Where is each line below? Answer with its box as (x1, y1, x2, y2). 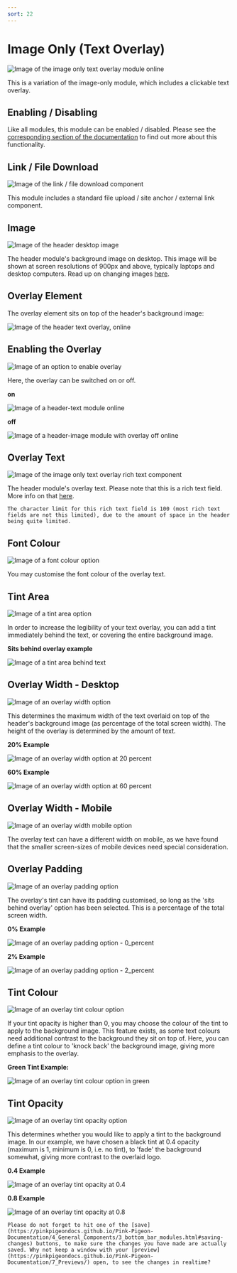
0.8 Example (7, 1194, 45, 1203)
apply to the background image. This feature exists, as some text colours (7, 1026, 221, 1035)
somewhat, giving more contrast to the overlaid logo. (7, 1153, 162, 1161)
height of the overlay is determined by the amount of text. (7, 726, 176, 735)
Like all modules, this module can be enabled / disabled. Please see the (7, 125, 216, 134)
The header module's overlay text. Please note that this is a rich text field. (7, 484, 223, 493)
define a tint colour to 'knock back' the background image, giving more (7, 1042, 215, 1051)
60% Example (7, 768, 50, 776)
